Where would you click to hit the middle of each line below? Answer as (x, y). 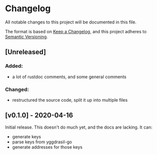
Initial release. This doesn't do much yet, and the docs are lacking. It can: (79, 127)
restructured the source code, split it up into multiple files (70, 100)
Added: (14, 66)
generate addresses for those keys (47, 147)
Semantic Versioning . (26, 37)
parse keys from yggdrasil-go (42, 142)
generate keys (27, 136)
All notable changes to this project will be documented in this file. (71, 22)
